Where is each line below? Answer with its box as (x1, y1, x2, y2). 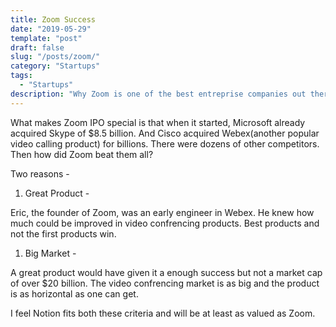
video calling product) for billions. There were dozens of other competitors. (10, 137, 320, 150)
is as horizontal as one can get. (10, 287, 139, 300)
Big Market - (24, 247, 77, 259)
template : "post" (10, 33, 83, 43)
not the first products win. (10, 227, 117, 240)
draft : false (10, 42, 65, 53)
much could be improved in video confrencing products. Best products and (10, 217, 320, 229)
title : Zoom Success (10, 14, 97, 25)
